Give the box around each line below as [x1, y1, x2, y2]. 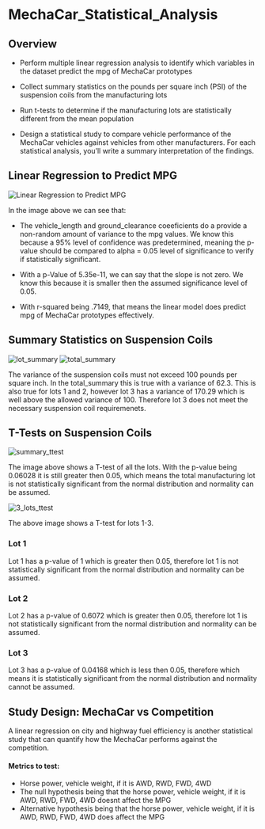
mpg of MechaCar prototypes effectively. [19, 310, 154, 320]
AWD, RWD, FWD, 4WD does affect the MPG [19, 812, 165, 822]
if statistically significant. [19, 254, 101, 264]
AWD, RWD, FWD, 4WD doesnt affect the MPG [19, 796, 172, 805]
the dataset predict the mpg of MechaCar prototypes [19, 67, 192, 76]
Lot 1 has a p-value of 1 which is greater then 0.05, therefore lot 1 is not [8, 556, 239, 565]
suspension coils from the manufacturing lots [19, 90, 168, 100]
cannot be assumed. [8, 683, 75, 692]
